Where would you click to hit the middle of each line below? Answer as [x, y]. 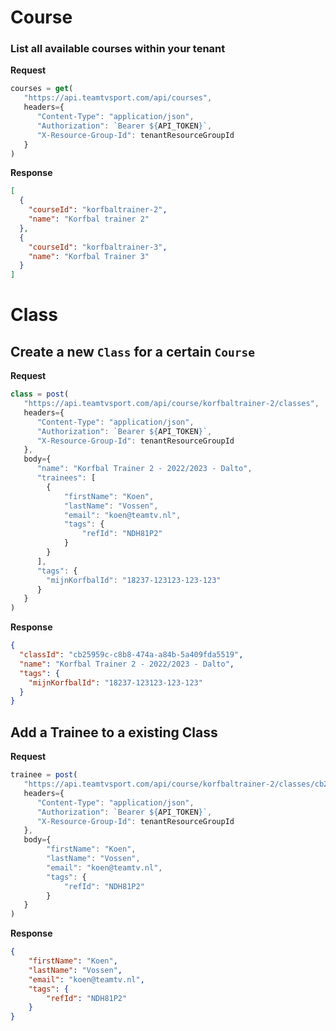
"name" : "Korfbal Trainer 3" [89, 256]
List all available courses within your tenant [118, 49]
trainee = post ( [44, 775]
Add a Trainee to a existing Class [114, 732]
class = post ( [40, 394]
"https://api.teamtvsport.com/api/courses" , [118, 98]
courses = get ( [42, 89]
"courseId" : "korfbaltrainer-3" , [98, 247]
